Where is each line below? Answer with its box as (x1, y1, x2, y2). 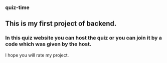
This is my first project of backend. (5, 19, 117, 28)
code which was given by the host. (5, 40, 92, 47)
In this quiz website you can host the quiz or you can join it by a (5, 34, 162, 41)
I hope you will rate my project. (5, 52, 69, 58)
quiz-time (5, 4, 30, 11)
